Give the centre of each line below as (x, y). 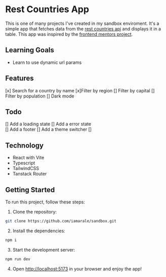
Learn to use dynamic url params (47, 62)
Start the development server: (44, 250)
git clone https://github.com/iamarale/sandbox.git (61, 221)
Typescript (24, 163)
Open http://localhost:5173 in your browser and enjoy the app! (77, 269)
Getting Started (30, 189)
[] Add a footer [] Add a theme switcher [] (49, 129)
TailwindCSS (26, 168)
